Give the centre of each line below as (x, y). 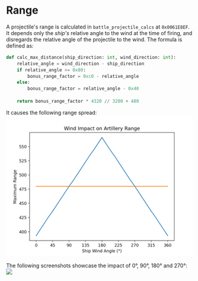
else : (24, 83)
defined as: (20, 46)
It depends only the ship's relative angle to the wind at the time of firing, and (99, 33)
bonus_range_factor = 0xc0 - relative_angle (83, 76)
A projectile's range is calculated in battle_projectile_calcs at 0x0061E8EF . (98, 27)
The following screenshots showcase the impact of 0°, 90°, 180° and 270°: (97, 266)
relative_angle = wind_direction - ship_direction (81, 64)
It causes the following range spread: (52, 112)
